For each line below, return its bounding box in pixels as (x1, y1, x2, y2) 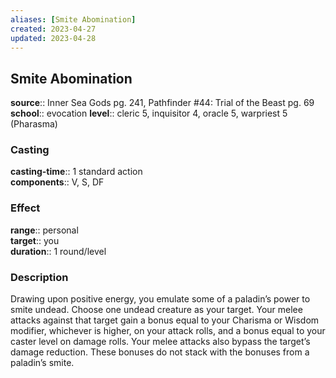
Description (10, 270, 69, 284)
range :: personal (10, 224, 79, 236)
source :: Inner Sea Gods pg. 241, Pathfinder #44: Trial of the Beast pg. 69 (10, 97, 315, 109)
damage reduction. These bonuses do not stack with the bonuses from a (10, 346, 310, 358)
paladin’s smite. (10, 357, 75, 369)
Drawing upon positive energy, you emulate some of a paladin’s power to (10, 293, 311, 305)
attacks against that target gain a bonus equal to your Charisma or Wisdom (10, 314, 320, 326)
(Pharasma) (10, 118, 58, 130)
